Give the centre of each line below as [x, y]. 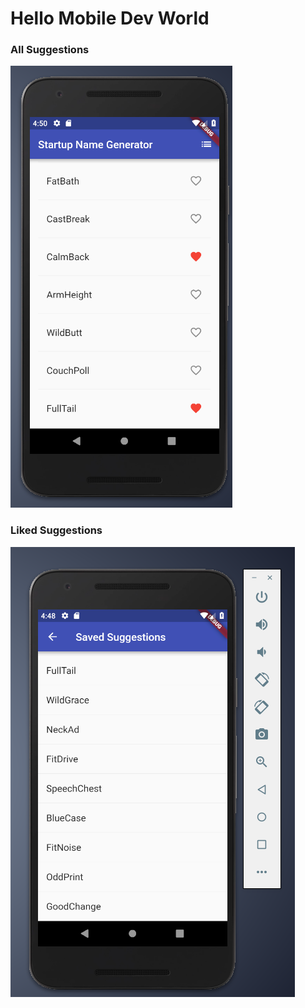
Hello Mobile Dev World [110, 18]
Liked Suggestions [56, 530]
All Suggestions [50, 50]
